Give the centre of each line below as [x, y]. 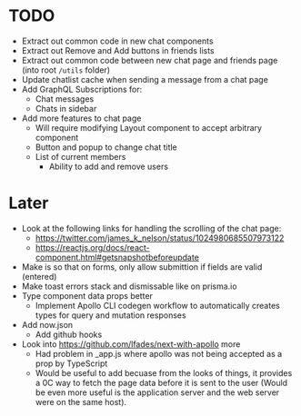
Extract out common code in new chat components [118, 41]
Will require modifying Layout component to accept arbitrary [149, 127]
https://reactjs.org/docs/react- [93, 247]
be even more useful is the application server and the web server [157, 392]
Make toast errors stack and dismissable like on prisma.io [129, 286]
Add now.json [47, 324]
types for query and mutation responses [111, 315]
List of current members [80, 156]
